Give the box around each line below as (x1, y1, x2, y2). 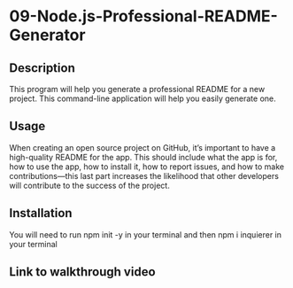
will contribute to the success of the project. (9, 180, 170, 191)
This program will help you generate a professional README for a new (9, 84, 266, 94)
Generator (9, 25, 86, 45)
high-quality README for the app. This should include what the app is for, (9, 152, 278, 162)
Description (9, 60, 75, 75)
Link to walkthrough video (9, 264, 157, 280)
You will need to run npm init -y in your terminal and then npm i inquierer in (9, 229, 281, 240)
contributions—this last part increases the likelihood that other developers (9, 170, 279, 181)
